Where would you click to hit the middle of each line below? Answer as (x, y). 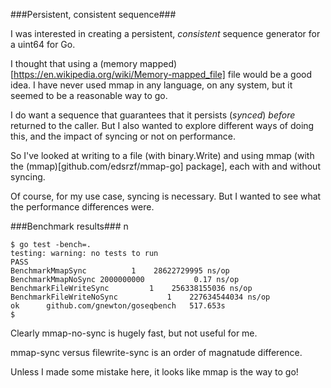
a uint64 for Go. (43, 44)
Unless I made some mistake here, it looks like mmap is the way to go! (154, 372)
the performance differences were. (82, 207)
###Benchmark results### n (69, 226)
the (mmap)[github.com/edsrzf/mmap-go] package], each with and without (165, 166)
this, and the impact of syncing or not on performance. (123, 136)
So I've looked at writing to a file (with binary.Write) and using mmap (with (162, 155)
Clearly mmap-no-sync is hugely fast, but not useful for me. (134, 333)
